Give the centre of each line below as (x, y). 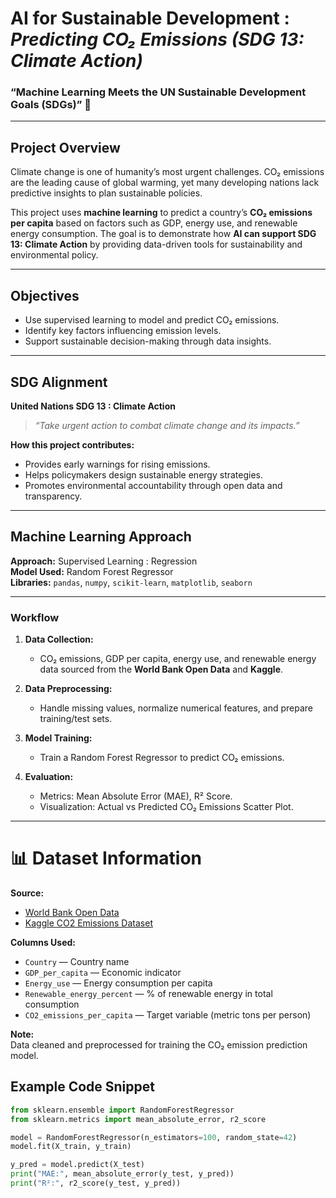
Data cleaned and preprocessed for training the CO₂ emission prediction (159, 1044)
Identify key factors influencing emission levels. (123, 331)
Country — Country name (77, 961)
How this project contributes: (72, 444)
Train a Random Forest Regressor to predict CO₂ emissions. (162, 758)
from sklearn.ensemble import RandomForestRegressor (122, 1110)
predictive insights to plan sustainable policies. (106, 193)
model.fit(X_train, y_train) (71, 1147)
